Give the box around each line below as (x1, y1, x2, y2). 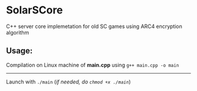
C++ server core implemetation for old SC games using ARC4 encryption (6, 23, 183, 30)
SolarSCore (6, 3, 63, 17)
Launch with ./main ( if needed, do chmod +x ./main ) (6, 78, 131, 85)
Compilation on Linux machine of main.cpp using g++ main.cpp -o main (6, 61, 179, 68)
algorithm (6, 29, 29, 36)
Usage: (6, 46, 33, 56)
